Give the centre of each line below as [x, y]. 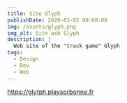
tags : [15, 53]
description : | [29, 40]
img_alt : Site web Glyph [43, 33]
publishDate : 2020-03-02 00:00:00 [58, 20]
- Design [26, 59]
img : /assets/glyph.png [42, 26]
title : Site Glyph [34, 14]
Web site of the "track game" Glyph [67, 46]
